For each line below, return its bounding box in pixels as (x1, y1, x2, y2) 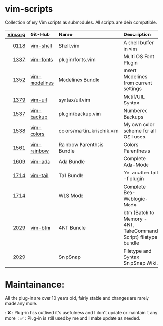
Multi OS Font (123, 53, 154, 60)
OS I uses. (123, 133, 147, 140)
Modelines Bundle (58, 76, 100, 83)
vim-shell (30, 42, 52, 49)
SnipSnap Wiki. (123, 259, 158, 266)
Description (123, 31, 151, 37)
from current (123, 79, 152, 86)
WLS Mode (58, 192, 84, 199)
